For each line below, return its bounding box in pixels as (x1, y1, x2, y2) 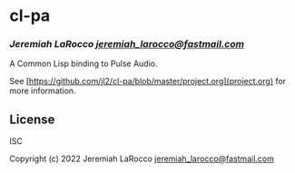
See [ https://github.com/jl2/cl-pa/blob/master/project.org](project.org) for (9, 76, 287, 87)
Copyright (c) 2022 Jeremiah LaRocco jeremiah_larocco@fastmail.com (9, 153, 274, 164)
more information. (9, 85, 76, 96)
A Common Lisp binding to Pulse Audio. (9, 58, 158, 69)
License (9, 111, 55, 127)
